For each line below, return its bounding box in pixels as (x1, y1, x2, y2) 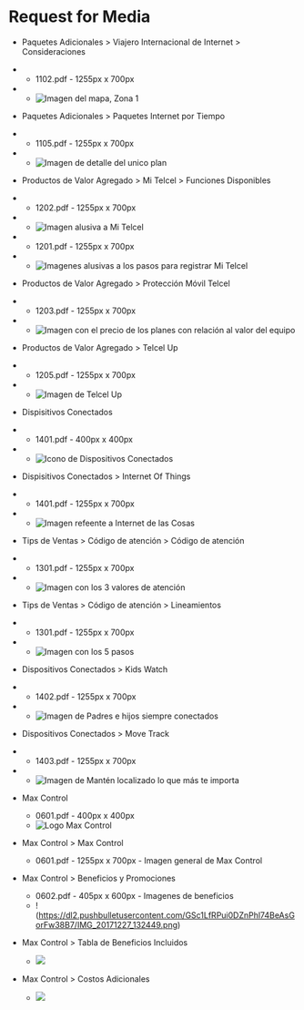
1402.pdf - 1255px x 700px (35, 690, 137, 702)
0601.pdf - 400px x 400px (35, 810, 136, 821)
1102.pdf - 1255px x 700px (35, 73, 135, 84)
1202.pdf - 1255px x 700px (35, 202, 137, 213)
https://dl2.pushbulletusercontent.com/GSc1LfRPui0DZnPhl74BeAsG (38, 909, 295, 921)
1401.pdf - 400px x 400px (35, 434, 134, 444)
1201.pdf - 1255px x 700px (35, 240, 135, 251)
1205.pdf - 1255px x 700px (35, 369, 136, 380)
